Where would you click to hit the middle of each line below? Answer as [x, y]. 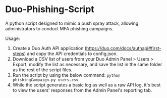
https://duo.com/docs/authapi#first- [124, 48]
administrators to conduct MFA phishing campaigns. [59, 28]
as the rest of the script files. [42, 70]
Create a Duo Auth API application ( [49, 48]
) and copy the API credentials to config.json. [71, 54]
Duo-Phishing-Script [50, 9]
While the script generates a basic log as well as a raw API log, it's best [87, 85]
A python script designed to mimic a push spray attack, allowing [72, 23]
